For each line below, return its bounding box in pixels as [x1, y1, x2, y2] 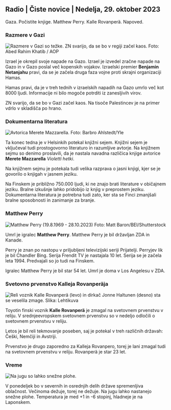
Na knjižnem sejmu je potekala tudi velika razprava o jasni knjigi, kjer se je [5, 165, 161, 172]
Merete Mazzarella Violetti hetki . [5, 156, 75, 162]
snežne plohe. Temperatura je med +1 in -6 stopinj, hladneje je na [5, 394, 143, 400]
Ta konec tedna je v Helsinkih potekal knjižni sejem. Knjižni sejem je [5, 139, 148, 146]
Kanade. [5, 237, 23, 243]
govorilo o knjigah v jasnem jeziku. [5, 171, 78, 177]
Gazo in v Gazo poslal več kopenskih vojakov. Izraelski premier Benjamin [5, 64, 159, 70]
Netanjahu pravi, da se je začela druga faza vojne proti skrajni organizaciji [5, 69, 162, 76]
